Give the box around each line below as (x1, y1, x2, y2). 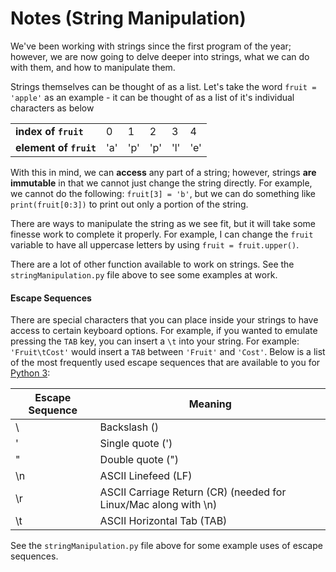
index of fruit (15, 124, 84, 138)
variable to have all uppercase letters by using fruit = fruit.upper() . (10, 238, 300, 251)
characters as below (10, 102, 95, 114)
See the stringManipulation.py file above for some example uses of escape (10, 540, 323, 552)
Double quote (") (99, 453, 179, 467)
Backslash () (99, 420, 159, 434)
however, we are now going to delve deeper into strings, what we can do (10, 50, 310, 62)
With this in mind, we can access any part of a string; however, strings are (10, 166, 317, 178)
